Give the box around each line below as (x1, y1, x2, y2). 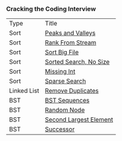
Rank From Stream (44, 39, 97, 47)
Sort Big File (44, 48, 79, 56)
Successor (44, 125, 75, 133)
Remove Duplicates (44, 86, 99, 95)
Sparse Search (44, 77, 86, 85)
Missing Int (44, 68, 76, 76)
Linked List (9, 86, 40, 95)
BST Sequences (44, 97, 90, 105)
